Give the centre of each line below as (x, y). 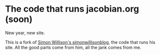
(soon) (19, 19)
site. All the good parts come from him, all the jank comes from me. (73, 47)
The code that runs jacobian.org (72, 9)
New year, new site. (25, 33)
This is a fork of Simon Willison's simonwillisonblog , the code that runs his (80, 42)
